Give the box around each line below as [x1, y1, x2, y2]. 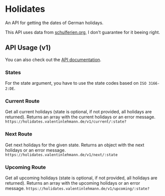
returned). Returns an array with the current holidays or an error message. [5, 114, 156, 120]
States [5, 69, 21, 76]
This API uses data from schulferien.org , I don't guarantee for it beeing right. [5, 29, 160, 35]
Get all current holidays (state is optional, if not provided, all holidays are [5, 109, 152, 115]
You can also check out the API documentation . [5, 57, 101, 63]
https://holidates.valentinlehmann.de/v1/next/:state [5, 152, 118, 157]
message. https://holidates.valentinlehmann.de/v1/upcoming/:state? [5, 185, 150, 191]
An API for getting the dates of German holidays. [5, 20, 103, 26]
